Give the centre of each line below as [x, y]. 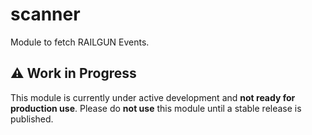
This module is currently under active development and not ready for [153, 97]
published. [32, 119]
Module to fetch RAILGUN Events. [80, 42]
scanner [45, 14]
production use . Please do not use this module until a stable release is [156, 108]
